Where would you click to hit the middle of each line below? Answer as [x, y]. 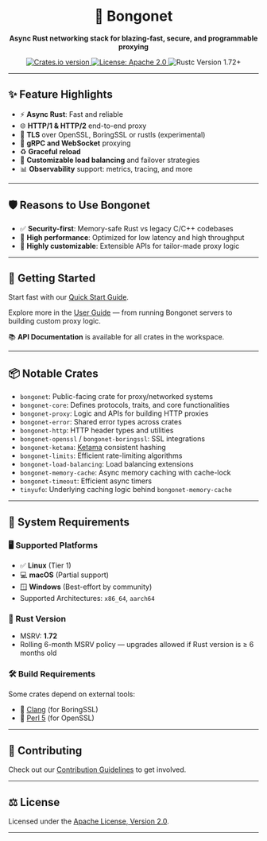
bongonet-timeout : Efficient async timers [86, 481]
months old [38, 653]
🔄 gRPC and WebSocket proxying [75, 143]
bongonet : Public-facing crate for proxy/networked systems [116, 397]
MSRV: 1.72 [39, 636]
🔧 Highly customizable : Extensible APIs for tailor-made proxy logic [130, 246]
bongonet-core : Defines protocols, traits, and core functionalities [125, 405]
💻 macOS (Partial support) [64, 575]
